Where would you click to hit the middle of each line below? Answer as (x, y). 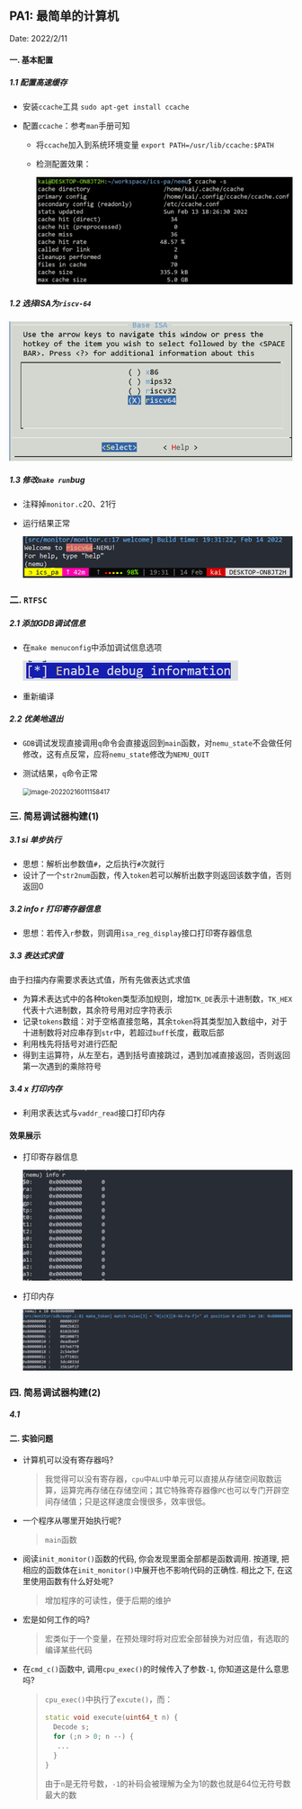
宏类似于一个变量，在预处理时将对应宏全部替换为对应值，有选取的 (167, 1639)
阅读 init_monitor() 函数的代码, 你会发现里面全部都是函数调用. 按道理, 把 (155, 1559)
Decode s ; (71, 1727)
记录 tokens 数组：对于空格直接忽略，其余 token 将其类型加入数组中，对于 (155, 1021)
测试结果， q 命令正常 (60, 774)
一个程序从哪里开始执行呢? (71, 1521)
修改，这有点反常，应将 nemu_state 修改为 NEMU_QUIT (115, 755)
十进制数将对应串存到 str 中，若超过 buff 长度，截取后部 (123, 1033)
